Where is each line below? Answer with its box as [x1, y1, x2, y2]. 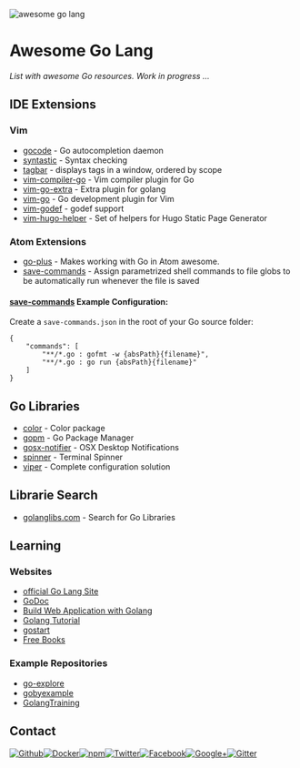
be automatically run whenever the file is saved [22, 275, 200, 286]
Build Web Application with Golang [22, 605, 153, 616]
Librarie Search [9, 488, 98, 503]
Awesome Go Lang [9, 41, 154, 61]
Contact [9, 723, 56, 739]
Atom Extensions [9, 235, 86, 248]
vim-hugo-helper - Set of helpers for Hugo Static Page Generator [22, 212, 268, 223]
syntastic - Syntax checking [22, 155, 128, 166]
